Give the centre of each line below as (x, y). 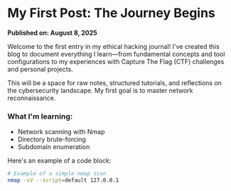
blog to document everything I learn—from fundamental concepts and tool (116, 54)
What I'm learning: (40, 116)
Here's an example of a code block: (59, 160)
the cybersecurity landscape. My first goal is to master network (100, 90)
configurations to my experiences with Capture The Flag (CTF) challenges (116, 61)
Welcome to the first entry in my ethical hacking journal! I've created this (114, 46)
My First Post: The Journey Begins (111, 13)
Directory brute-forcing (52, 139)
